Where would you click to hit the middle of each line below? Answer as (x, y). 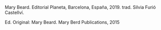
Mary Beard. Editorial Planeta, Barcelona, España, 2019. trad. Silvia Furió (80, 7)
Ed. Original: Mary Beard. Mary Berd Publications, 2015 (62, 22)
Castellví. (14, 12)
